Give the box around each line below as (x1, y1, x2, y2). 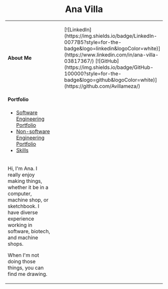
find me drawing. (7, 270, 47, 277)
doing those (7, 258, 36, 265)
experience (7, 215, 34, 222)
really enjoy (7, 171, 35, 178)
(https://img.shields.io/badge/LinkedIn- (64, 32, 157, 39)
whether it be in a (7, 183, 48, 190)
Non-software (16, 128, 50, 135)
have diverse (7, 209, 38, 216)
